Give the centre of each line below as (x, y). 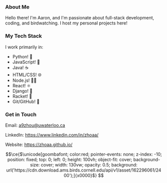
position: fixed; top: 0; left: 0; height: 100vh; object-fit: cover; (70, 159)
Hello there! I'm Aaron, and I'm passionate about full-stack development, (80, 18)
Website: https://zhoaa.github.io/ (39, 144)
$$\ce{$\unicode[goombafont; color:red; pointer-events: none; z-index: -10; (84, 154)
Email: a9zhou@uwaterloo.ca (35, 125)
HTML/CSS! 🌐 (27, 75)
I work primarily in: (24, 47)
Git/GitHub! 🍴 (26, 101)
